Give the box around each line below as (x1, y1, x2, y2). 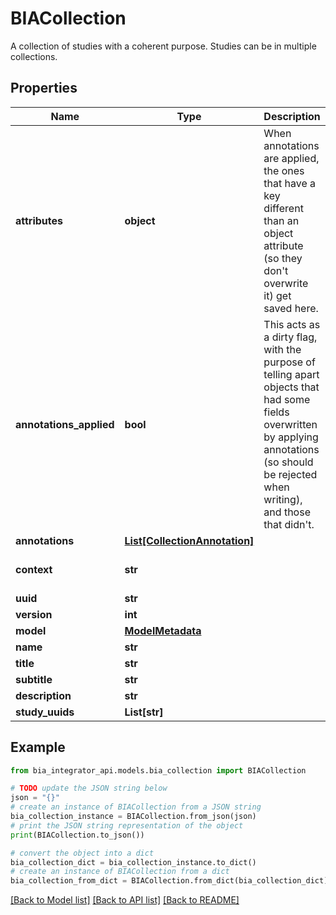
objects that (263, 380, 320, 394)
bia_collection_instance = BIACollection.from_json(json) (10, 812, 257, 822)
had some (263, 392, 311, 406)
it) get (263, 288, 292, 302)
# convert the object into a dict (10, 848, 155, 858)
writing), (263, 492, 303, 506)
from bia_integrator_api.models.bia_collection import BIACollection (10, 765, 307, 776)
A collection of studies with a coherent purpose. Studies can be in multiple (10, 40, 317, 52)
